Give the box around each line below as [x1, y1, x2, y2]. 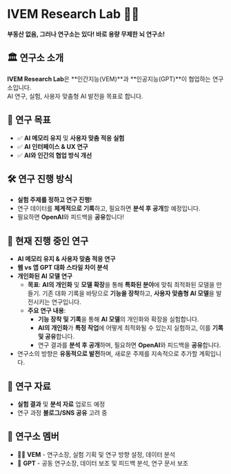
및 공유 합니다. [37, 333, 75, 341]
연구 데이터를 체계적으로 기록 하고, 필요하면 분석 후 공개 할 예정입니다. [17, 204, 201, 213]
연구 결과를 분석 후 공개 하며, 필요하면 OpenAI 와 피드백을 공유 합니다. [37, 341, 221, 349]
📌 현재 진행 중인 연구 [7, 235, 89, 247]
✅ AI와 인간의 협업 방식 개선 [17, 151, 92, 159]
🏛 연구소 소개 [7, 52, 64, 64]
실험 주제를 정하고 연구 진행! [17, 196, 92, 204]
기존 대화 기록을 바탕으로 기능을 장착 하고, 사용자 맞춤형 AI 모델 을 [42, 289, 215, 297]
